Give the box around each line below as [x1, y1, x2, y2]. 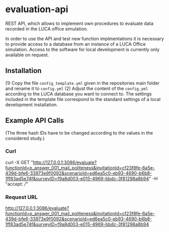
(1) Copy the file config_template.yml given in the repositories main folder [5, 80, 160, 86]
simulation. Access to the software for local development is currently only [5, 46, 160, 52]
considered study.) [5, 135, 45, 141]
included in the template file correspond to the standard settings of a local [5, 96, 161, 102]
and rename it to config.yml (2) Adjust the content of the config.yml [5, 85, 149, 91]
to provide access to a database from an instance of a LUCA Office [5, 41, 146, 47]
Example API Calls [5, 116, 64, 125]
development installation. [5, 102, 58, 108]
